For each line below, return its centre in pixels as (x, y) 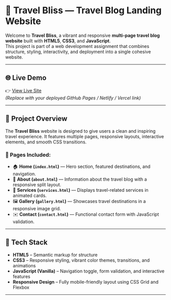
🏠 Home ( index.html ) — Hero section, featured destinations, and (81, 166)
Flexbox (21, 287)
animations (24, 265)
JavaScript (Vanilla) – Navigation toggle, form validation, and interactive (89, 271)
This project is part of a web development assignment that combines (77, 46)
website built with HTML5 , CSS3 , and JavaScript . (58, 41)
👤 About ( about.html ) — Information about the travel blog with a (80, 179)
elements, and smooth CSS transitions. (46, 142)
